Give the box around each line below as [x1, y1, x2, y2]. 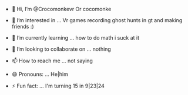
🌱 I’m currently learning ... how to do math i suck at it [11, 34, 140, 41]
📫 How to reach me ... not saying [11, 57, 93, 64]
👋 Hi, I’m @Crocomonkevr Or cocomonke [11, 6, 112, 12]
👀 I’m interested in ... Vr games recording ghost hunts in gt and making [11, 17, 183, 23]
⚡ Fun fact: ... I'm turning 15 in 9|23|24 [11, 82, 105, 89]
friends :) [11, 23, 34, 30]
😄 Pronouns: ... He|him [11, 71, 69, 78]
